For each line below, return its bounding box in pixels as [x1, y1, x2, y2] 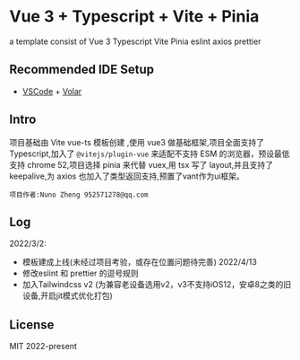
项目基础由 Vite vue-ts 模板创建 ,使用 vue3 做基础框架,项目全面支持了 [9, 136, 264, 147]
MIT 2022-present [9, 341, 78, 352]
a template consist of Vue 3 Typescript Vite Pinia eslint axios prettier [9, 36, 261, 47]
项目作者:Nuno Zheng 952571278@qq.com [9, 190, 150, 199]
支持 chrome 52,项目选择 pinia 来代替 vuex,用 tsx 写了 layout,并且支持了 [9, 159, 274, 170]
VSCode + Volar [21, 85, 82, 96]
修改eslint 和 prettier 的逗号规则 [21, 268, 139, 279]
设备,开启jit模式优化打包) [21, 290, 114, 302]
